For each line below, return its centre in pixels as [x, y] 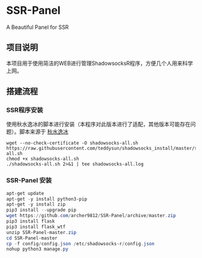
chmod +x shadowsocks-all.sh [43, 159]
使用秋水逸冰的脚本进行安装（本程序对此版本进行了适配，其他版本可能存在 [98, 124]
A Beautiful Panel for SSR [38, 27]
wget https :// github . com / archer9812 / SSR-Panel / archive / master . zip [91, 216]
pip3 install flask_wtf [36, 227]
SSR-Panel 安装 [29, 180]
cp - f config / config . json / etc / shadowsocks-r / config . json [80, 244]
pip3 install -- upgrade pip [41, 210]
